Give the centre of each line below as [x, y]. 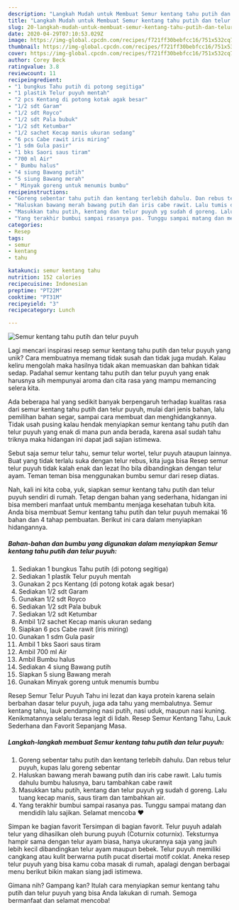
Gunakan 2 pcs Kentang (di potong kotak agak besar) [96, 584]
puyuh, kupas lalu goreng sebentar [70, 767]
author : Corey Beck [37, 60]
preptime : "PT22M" [35, 290]
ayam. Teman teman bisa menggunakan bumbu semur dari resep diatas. [113, 476]
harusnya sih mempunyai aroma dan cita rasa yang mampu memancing [112, 381]
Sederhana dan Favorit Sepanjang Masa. [67, 726]
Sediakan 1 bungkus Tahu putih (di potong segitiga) [93, 569]
